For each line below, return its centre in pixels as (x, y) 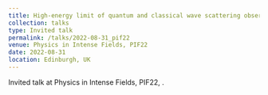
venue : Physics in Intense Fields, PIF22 (78, 45)
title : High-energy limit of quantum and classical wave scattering (124, 15)
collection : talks (39, 23)
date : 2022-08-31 (37, 52)
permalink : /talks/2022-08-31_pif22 (69, 38)
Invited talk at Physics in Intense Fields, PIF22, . (87, 82)
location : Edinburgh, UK (49, 60)
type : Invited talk (41, 30)
